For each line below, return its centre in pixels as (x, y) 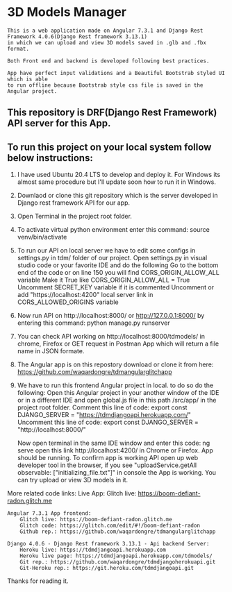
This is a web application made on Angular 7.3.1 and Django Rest (105, 31)
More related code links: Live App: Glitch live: (72, 493)
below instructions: (50, 158)
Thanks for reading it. (38, 581)
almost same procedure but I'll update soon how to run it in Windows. (117, 182)
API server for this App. (59, 123)
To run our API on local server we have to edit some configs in (106, 251)
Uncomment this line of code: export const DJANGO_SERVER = (108, 422)
